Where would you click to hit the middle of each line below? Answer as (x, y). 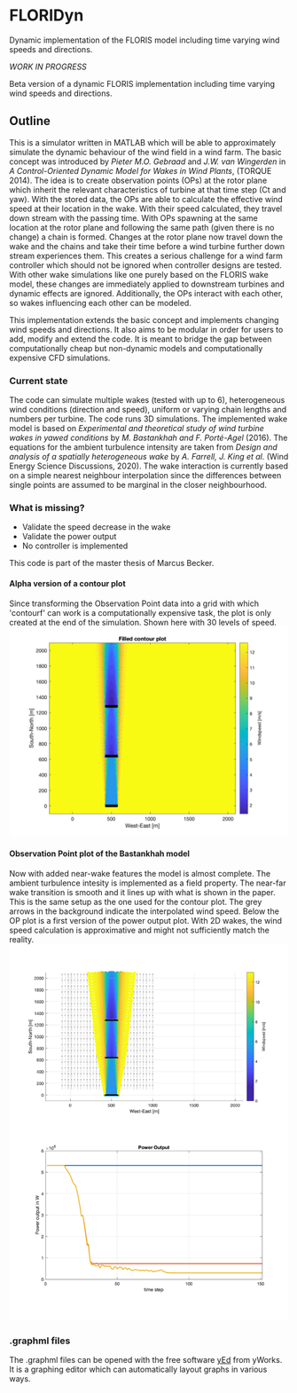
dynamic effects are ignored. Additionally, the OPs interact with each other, (146, 293)
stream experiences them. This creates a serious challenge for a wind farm (146, 256)
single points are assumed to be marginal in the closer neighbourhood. (138, 485)
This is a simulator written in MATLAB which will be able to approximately (143, 142)
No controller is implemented (75, 546)
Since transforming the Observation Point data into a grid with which (134, 603)
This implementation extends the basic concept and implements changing (144, 319)
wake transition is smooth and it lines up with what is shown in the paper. (143, 892)
